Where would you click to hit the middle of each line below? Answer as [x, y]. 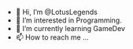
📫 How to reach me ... [52, 37]
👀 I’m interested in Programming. [68, 20]
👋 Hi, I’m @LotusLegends [57, 12]
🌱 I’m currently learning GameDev [70, 28]
